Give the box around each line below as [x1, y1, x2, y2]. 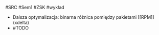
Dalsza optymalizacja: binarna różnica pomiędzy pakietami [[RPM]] [12, 14, 154, 20]
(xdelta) [12, 20, 30, 25]
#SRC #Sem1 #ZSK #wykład [5, 5, 65, 10]
